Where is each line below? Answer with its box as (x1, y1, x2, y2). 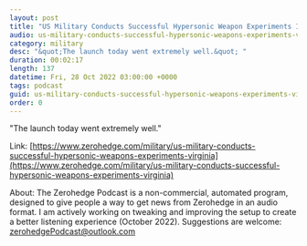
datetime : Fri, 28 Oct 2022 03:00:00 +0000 (9, 73, 178, 82)
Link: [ (9, 140, 34, 151)
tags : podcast (9, 81, 64, 90)
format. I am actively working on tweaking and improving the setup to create (9, 207, 297, 218)
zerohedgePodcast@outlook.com (9, 226, 136, 237)
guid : (9, 89, 30, 98)
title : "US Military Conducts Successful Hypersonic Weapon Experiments (9, 22, 292, 31)
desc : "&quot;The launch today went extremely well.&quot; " (9, 47, 248, 56)
